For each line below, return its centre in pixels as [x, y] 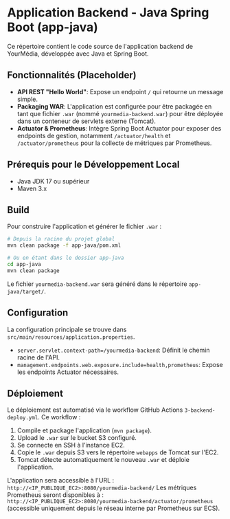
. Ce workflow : [59, 417]
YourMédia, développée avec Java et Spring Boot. [78, 54]
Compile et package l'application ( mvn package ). [84, 430]
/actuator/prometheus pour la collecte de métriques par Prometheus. [114, 143]
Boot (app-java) [53, 27]
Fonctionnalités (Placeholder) [72, 75]
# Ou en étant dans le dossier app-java [66, 258]
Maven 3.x [32, 188]
